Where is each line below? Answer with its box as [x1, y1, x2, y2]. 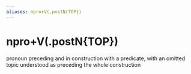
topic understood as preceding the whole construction [6, 61, 141, 68]
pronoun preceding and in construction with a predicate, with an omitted [6, 55, 186, 62]
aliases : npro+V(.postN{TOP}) [6, 8, 82, 15]
